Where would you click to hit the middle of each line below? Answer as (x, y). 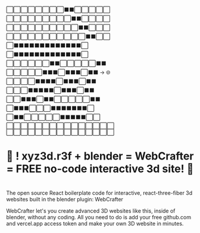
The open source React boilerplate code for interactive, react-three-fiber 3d (99, 193)
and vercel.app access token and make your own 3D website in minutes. (95, 223)
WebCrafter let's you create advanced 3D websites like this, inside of (91, 211)
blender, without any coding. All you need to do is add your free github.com (99, 217)
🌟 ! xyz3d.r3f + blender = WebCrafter (100, 156)
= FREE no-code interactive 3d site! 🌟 (100, 169)
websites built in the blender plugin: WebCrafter (65, 200)
